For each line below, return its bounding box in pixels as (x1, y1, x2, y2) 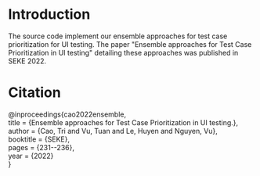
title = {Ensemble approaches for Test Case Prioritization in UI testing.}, (8, 117, 239, 127)
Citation (8, 84, 61, 102)
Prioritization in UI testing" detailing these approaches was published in (8, 48, 239, 57)
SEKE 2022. (8, 56, 47, 66)
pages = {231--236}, (8, 142, 74, 152)
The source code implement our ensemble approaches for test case (8, 31, 228, 41)
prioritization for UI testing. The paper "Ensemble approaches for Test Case (8, 39, 252, 48)
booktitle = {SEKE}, (8, 135, 70, 144)
